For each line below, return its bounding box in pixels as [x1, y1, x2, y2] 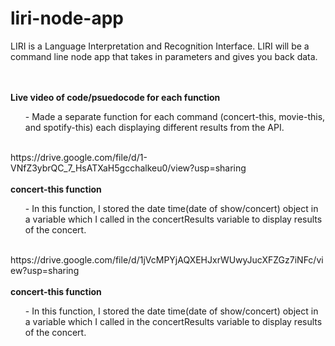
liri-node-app [10, 7, 124, 30]
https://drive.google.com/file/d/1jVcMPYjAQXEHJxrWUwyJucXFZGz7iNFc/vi [10, 253, 324, 266]
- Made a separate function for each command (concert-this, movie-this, [24, 110, 326, 122]
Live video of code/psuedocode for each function [10, 91, 221, 103]
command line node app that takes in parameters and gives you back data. [10, 50, 318, 62]
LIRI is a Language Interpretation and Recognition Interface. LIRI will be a [10, 40, 310, 52]
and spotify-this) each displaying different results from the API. [24, 121, 285, 133]
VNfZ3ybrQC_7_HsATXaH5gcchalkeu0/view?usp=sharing [10, 162, 247, 174]
